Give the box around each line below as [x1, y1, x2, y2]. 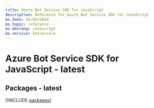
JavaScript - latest [5, 64, 85, 75]
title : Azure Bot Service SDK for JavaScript [5, 7, 104, 13]
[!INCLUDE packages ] [5, 97, 52, 103]
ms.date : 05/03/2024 [5, 17, 49, 22]
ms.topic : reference [5, 21, 49, 27]
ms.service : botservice [5, 31, 56, 36]
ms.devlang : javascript [5, 26, 56, 31]
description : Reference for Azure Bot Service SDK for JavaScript [5, 12, 149, 17]
